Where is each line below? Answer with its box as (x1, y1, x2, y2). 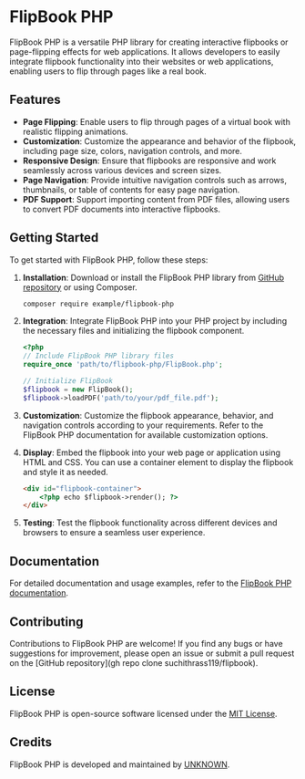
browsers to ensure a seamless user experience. (22, 527, 206, 538)
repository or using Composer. (22, 281, 138, 293)
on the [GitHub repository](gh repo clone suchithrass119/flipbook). (9, 657, 259, 668)
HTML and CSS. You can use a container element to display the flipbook (22, 456, 294, 467)
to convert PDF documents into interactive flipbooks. (22, 203, 221, 214)
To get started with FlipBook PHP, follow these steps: (9, 254, 208, 265)
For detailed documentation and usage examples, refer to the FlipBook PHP (9, 577, 292, 589)
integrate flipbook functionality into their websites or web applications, (9, 56, 274, 67)
